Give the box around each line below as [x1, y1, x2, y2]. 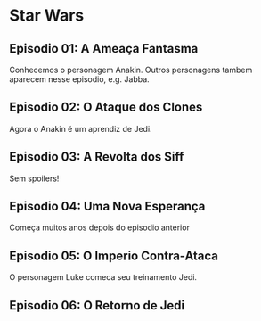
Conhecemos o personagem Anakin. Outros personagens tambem [9, 64, 253, 75]
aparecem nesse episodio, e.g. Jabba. [9, 74, 150, 85]
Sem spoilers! [9, 173, 60, 184]
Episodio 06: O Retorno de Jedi [9, 298, 185, 313]
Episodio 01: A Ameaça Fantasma [9, 41, 199, 56]
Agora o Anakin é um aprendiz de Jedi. [9, 123, 153, 134]
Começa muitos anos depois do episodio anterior [9, 222, 190, 233]
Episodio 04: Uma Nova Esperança [9, 199, 206, 214]
